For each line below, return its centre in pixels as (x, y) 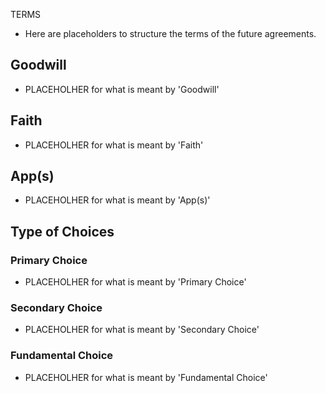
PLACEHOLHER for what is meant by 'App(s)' (117, 200)
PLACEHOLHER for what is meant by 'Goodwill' (122, 89)
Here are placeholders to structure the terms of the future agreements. (170, 33)
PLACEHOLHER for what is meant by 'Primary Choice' (135, 282)
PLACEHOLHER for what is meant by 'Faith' (114, 145)
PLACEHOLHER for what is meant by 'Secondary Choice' (142, 330)
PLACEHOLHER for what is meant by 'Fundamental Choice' (146, 377)
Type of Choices (62, 231)
